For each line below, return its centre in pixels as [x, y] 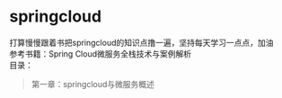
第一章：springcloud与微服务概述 [93, 84]
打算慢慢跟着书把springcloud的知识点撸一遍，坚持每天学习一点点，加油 [141, 42]
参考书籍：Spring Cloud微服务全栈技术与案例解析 [101, 53]
